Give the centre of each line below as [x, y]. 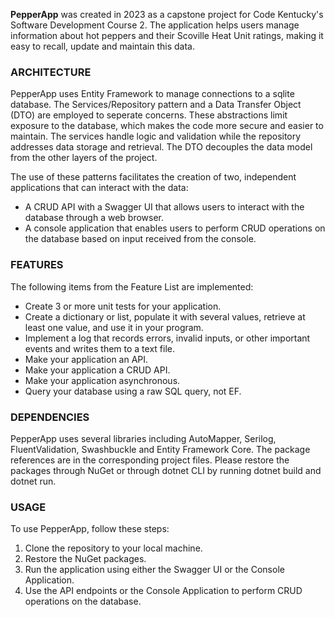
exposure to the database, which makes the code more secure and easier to [167, 126]
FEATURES [37, 265]
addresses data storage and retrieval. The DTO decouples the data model [161, 147]
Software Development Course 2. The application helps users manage [155, 25]
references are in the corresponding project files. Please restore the [150, 460]
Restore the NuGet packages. [85, 559]
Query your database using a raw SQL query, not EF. [133, 391]
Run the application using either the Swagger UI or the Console [154, 570]
